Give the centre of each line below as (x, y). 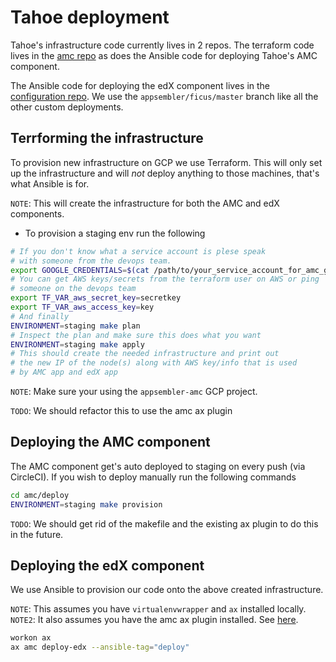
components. (37, 213)
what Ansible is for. (50, 183)
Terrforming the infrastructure (107, 138)
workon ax (31, 638)
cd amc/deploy (40, 495)
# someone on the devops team (73, 289)
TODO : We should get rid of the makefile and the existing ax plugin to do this (164, 523)
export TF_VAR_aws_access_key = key (82, 307)
